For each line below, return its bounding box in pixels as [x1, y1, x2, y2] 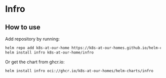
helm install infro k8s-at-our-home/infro [5, 50, 94, 55]
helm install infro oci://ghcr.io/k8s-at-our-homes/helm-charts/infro [5, 68, 154, 73]
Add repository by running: [5, 36, 60, 42]
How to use [5, 23, 41, 31]
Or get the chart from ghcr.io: [5, 59, 65, 65]
